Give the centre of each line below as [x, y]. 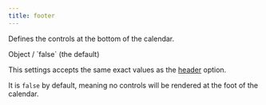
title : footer [32, 16]
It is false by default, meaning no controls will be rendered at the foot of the [133, 85]
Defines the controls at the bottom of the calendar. [91, 38]
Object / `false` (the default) [54, 54]
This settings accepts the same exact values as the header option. [117, 70]
